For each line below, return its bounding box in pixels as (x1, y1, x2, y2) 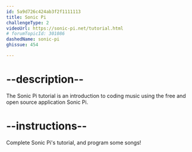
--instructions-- (6, 119, 87, 132)
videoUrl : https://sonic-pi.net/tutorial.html (6, 25, 124, 31)
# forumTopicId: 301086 (6, 31, 65, 37)
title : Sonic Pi (6, 14, 46, 20)
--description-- (6, 72, 84, 86)
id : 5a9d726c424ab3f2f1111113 (6, 8, 81, 15)
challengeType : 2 (6, 20, 49, 26)
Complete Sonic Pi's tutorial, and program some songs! (6, 139, 141, 146)
